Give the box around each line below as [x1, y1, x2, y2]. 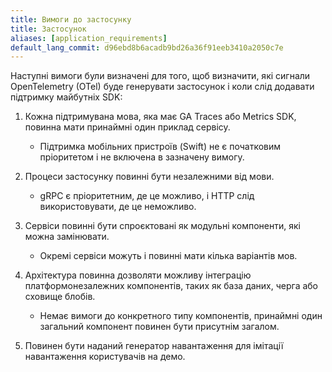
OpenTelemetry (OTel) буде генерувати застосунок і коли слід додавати [10, 81, 315, 93]
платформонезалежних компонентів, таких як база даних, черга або [24, 280, 319, 292]
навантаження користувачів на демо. [24, 351, 186, 363]
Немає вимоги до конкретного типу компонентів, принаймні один [39, 310, 323, 322]
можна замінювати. [24, 231, 110, 243]
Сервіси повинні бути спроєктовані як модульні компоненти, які [24, 220, 301, 232]
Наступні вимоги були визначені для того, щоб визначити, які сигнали [10, 70, 311, 82]
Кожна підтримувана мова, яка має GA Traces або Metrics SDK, [24, 111, 297, 123]
